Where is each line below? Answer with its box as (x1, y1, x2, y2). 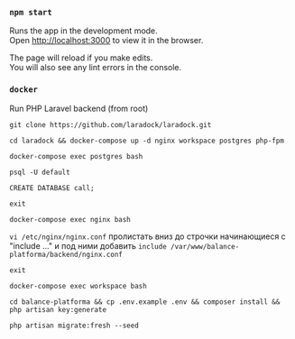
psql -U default (9, 168, 70, 177)
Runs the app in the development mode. (9, 25, 158, 36)
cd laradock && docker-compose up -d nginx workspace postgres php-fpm (9, 136, 284, 145)
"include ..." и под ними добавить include (9, 240, 167, 251)
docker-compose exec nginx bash (9, 215, 131, 224)
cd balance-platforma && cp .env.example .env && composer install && (9, 297, 281, 307)
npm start (9, 7, 52, 17)
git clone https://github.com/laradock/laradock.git (9, 120, 212, 129)
